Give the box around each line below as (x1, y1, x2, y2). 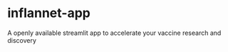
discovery (7, 36, 37, 44)
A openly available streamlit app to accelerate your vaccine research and (7, 28, 222, 37)
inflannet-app (7, 5, 90, 21)
